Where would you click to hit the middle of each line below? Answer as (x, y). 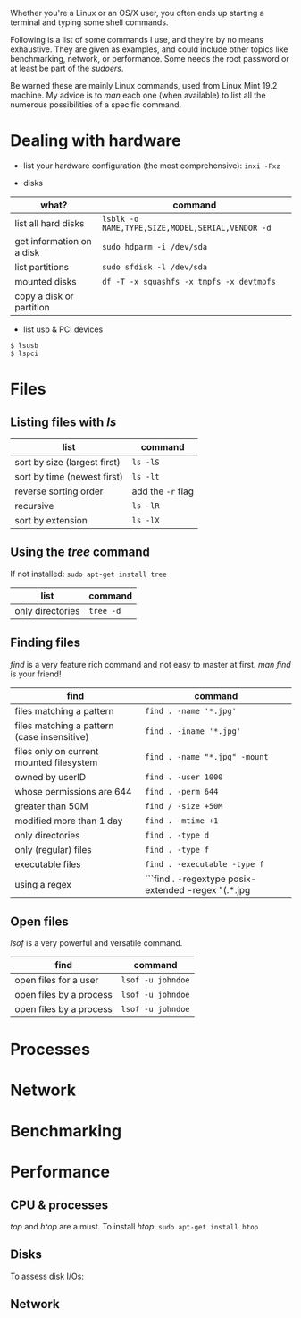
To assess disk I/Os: (47, 1276)
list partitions (42, 267)
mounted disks (46, 281)
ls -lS (146, 462)
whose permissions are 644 (73, 791)
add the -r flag (163, 491)
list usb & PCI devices (63, 329)
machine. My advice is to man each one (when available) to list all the (138, 95)
